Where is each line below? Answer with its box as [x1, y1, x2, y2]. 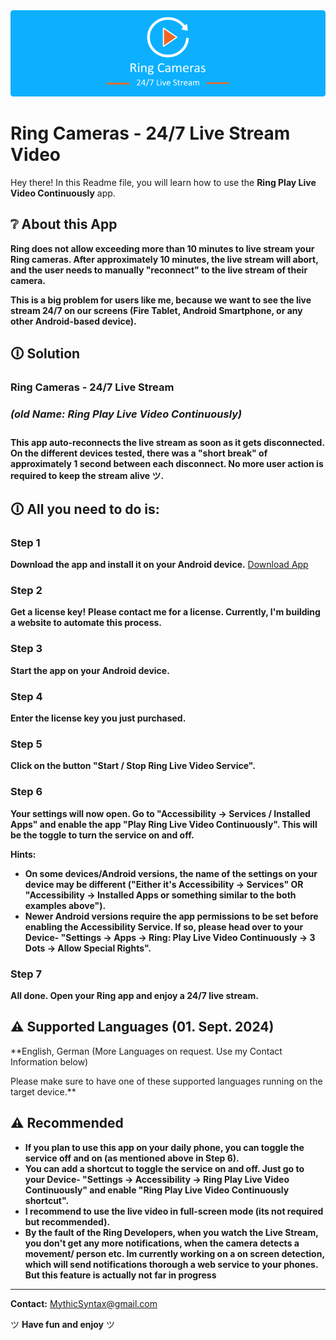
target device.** [10, 1085, 77, 1098]
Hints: [10, 848, 37, 860]
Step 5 [10, 737, 43, 751]
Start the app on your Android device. [10, 664, 170, 676]
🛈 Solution [10, 345, 81, 363]
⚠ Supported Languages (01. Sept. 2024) [10, 1019, 275, 1036]
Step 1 [10, 535, 41, 549]
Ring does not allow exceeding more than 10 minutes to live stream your [10, 242, 315, 254]
